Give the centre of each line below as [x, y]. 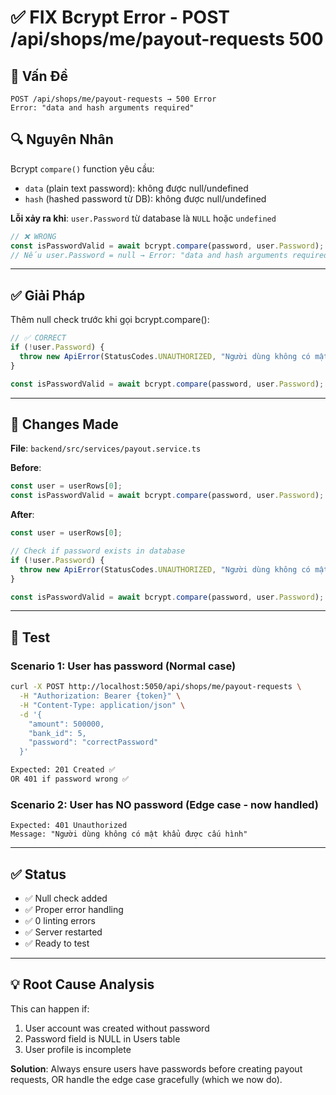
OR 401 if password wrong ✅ [70, 779]
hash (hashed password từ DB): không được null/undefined [145, 198]
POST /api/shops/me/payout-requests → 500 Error [113, 99]
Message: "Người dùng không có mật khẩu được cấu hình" [129, 834]
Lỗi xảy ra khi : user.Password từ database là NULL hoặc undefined [143, 218]
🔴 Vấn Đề [39, 76]
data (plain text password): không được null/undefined [136, 188]
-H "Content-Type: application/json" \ [102, 705]
